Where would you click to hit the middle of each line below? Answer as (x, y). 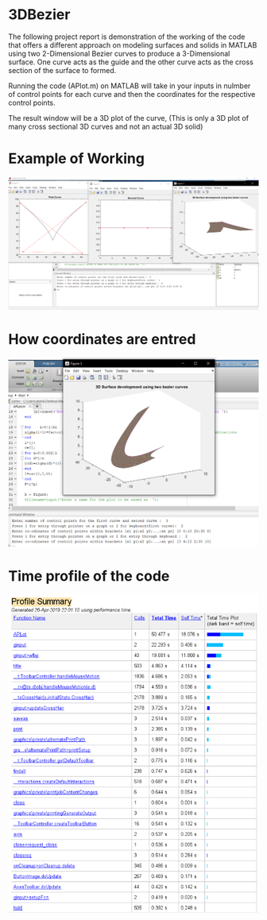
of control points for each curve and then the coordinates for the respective (132, 94)
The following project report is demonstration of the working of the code (127, 37)
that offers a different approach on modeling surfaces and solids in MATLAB (133, 44)
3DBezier (39, 15)
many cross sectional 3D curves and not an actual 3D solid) (106, 126)
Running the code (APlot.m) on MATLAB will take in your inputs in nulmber (130, 86)
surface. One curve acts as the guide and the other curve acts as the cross (131, 62)
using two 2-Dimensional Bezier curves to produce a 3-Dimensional (119, 53)
